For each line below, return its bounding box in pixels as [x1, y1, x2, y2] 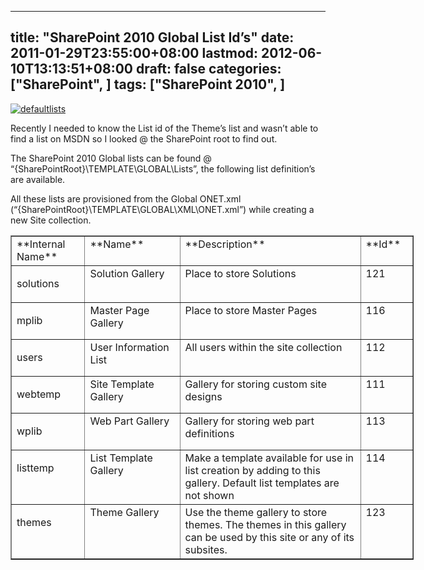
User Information [89, 340, 170, 354]
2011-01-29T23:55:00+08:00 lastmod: [10, 45, 259, 62]
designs [184, 389, 223, 403]
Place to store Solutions [184, 266, 297, 280]
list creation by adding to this [184, 463, 321, 477]
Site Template [89, 377, 155, 391]
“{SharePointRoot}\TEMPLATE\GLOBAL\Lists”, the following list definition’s [10, 162, 316, 175]
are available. [10, 173, 66, 185]
